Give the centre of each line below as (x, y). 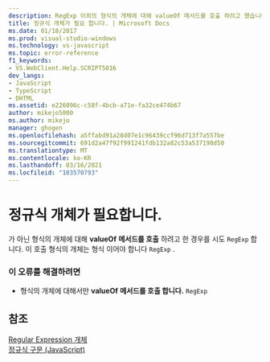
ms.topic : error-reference (53, 53)
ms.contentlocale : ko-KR (50, 158)
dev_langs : (27, 76)
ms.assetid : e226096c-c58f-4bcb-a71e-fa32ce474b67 (95, 105)
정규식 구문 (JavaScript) (47, 350)
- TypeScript (30, 90)
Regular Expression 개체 (48, 339)
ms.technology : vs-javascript (59, 46)
